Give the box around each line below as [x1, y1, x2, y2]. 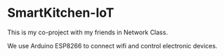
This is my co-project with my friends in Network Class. [7, 28, 169, 36]
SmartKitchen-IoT [7, 5, 114, 21]
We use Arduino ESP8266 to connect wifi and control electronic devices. [7, 41, 218, 50]
